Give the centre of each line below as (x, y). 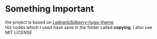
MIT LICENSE (19, 32)
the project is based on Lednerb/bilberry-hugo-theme (59, 22)
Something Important (50, 9)
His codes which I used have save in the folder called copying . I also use (79, 27)
